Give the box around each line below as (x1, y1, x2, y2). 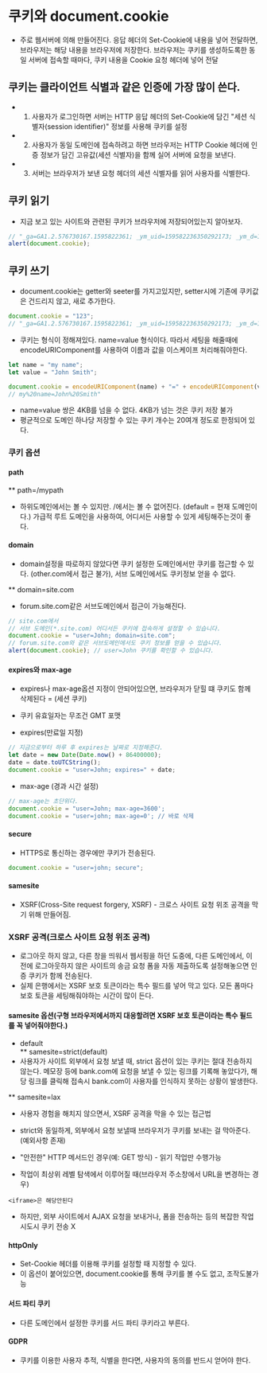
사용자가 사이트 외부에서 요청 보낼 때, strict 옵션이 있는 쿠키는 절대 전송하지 (19, 1056, 253, 1067)
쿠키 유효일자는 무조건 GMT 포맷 (19, 711, 122, 720)
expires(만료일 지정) (19, 727, 83, 737)
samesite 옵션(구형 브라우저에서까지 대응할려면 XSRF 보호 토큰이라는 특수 (8, 1010, 238, 1020)
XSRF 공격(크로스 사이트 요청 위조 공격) (8, 931, 151, 942)
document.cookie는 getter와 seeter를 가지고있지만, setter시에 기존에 (19, 287, 238, 296)
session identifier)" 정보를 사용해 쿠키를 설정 (47, 121, 188, 131)
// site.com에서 (8, 617, 59, 625)
